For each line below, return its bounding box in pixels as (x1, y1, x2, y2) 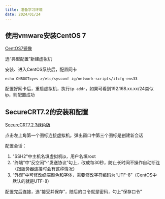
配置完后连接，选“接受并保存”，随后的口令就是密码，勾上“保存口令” (5, 189, 142, 195)
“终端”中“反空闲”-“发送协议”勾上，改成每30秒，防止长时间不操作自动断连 (12, 159, 160, 166)
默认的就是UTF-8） (12, 178, 52, 184)
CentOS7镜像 (5, 46, 32, 51)
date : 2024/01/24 (5, 12, 41, 17)
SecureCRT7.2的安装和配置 (5, 107, 89, 116)
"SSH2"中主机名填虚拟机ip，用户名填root (12, 153, 96, 159)
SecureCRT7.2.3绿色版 (5, 122, 51, 128)
